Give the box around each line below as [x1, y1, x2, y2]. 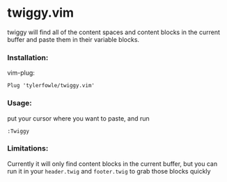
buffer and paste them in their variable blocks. [7, 35, 140, 43]
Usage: [7, 98, 33, 108]
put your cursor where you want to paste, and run [7, 114, 150, 123]
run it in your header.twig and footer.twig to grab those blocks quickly [7, 167, 211, 175]
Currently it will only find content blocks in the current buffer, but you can [7, 159, 218, 168]
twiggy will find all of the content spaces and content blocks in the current [7, 28, 221, 36]
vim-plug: [7, 68, 35, 77]
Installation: [7, 52, 49, 62]
